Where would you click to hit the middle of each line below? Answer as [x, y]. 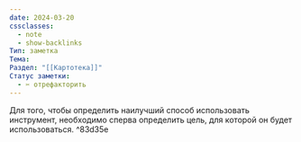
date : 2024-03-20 [42, 18]
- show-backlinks [50, 43]
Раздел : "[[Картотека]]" [56, 68]
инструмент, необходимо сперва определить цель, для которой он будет [151, 120]
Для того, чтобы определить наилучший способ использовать [130, 110]
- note [30, 34]
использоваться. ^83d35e [59, 129]
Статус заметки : [40, 76]
